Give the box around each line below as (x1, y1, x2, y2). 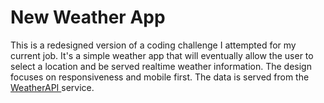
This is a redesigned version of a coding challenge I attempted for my (10, 39, 297, 51)
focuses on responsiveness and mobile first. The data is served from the (10, 71, 310, 83)
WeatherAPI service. (10, 81, 95, 93)
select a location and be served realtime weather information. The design (10, 60, 312, 72)
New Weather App (10, 6, 166, 29)
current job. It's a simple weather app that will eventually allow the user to (10, 49, 314, 61)
